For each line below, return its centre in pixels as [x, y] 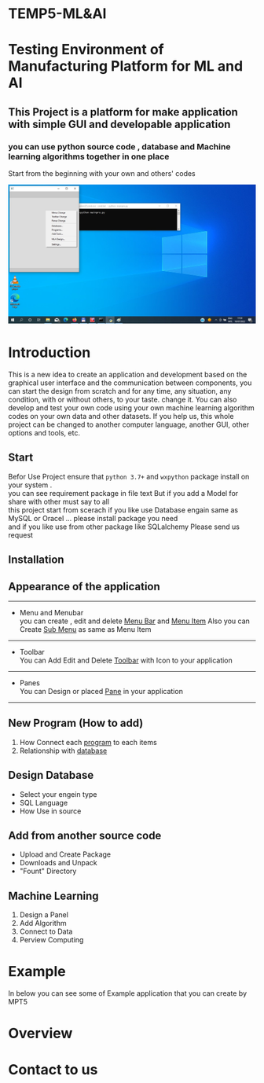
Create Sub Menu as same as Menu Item [85, 630]
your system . [30, 485]
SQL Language [44, 802]
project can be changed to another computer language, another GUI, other [129, 424]
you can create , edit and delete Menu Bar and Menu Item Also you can [134, 621]
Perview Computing [51, 940]
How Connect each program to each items [88, 742]
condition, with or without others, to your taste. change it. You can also [123, 399]
